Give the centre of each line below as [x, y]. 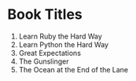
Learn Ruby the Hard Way [61, 36]
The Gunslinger [44, 61]
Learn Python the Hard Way [64, 44]
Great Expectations [50, 53]
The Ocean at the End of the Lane [74, 69]
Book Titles [45, 15]
